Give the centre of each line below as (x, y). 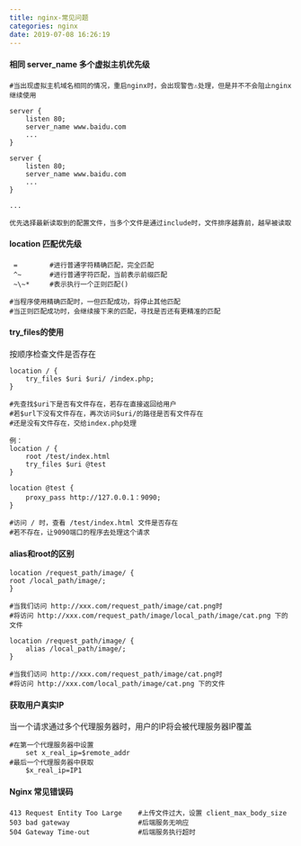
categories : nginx (44, 26)
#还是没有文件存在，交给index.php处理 (73, 423)
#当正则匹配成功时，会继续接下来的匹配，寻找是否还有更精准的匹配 (115, 311)
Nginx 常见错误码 (41, 791)
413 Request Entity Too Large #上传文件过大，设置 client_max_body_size (148, 813)
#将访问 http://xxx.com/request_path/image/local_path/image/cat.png (140, 616)
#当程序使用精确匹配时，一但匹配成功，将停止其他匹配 (95, 301)
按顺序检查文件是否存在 (53, 354)
